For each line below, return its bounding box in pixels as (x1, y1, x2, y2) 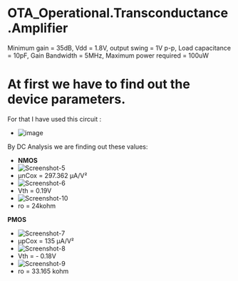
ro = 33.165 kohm (17, 267, 69, 275)
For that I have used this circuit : (7, 115, 102, 123)
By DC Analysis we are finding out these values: (7, 142, 148, 151)
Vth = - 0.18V (17, 251, 57, 260)
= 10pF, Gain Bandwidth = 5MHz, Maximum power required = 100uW (7, 51, 209, 60)
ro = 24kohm (17, 201, 56, 210)
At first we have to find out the (7, 76, 190, 92)
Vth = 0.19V (17, 186, 52, 195)
